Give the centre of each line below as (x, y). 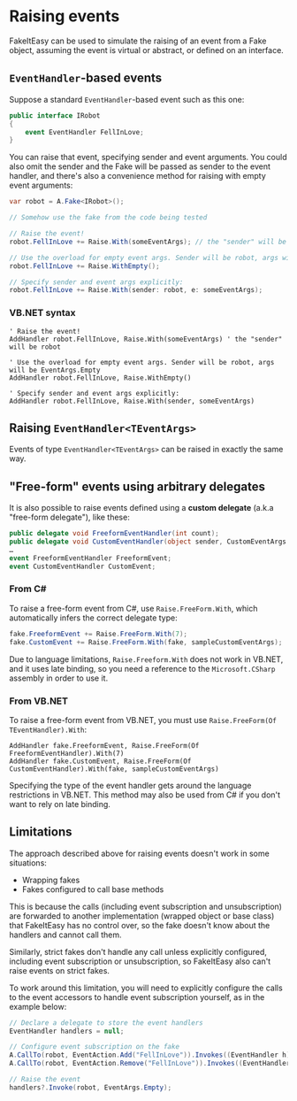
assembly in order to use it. (59, 678)
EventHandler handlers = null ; (67, 1031)
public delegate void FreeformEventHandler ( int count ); (114, 534)
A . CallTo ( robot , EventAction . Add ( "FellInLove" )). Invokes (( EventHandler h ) (150, 1055)
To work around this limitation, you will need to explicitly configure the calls (146, 988)
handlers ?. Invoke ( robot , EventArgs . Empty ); (91, 1087)
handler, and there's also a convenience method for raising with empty (138, 176)
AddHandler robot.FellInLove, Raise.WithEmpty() (100, 378)
